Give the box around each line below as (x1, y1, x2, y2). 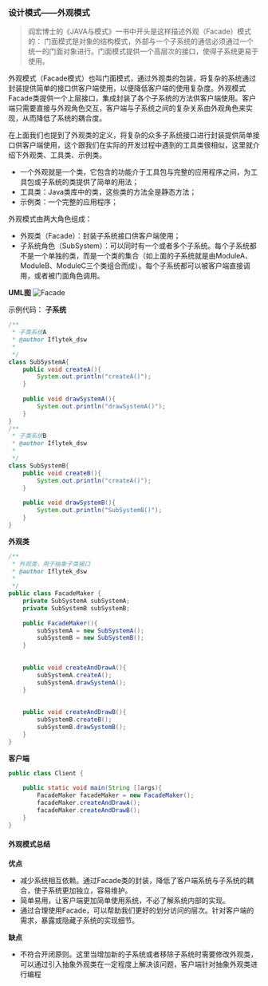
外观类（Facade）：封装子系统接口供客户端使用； (19, 231, 181, 241)
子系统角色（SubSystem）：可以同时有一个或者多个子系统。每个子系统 (19, 241, 250, 250)
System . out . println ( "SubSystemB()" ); (37, 507, 162, 515)
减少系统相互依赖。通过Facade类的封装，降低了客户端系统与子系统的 (19, 875, 247, 885)
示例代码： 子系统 (8, 305, 66, 314)
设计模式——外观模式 (8, 6, 90, 18)
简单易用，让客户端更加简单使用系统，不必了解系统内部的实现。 (19, 895, 230, 905)
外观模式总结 (8, 839, 50, 849)
